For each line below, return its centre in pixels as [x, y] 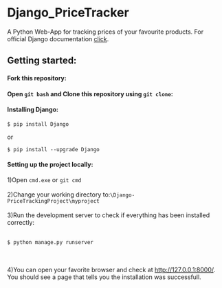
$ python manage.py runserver [51, 242]
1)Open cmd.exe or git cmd [44, 179]
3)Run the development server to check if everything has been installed [109, 215]
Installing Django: [33, 110]
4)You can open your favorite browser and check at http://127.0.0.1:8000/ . [111, 269]
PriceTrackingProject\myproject [53, 201]
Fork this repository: [37, 78]
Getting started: [42, 61]
